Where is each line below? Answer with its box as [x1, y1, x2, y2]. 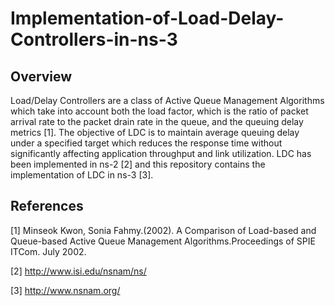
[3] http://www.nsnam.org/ [10, 284, 121, 296]
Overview [10, 68, 73, 85]
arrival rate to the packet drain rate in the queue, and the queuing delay [10, 116, 304, 127]
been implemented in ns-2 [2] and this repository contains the [10, 158, 266, 170]
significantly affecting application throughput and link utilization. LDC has [10, 148, 312, 159]
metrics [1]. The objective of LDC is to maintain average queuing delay [10, 127, 300, 138]
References [10, 198, 84, 215]
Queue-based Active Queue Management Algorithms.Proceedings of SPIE [10, 235, 316, 247]
